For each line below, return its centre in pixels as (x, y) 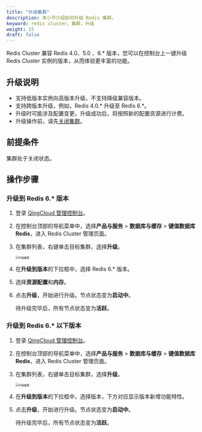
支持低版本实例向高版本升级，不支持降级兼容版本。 (80, 98)
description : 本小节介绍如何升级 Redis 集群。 (61, 18)
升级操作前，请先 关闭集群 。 (50, 121)
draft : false (23, 35)
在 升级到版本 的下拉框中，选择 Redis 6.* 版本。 (74, 269)
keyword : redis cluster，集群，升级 (50, 23)
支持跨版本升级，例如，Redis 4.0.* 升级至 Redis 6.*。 (83, 106)
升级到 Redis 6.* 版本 (38, 198)
